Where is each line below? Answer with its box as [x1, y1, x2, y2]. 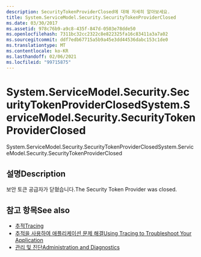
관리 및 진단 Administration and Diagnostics [14, 244, 120, 251]
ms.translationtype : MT [6, 43, 66, 49]
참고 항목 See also [6, 205, 70, 215]
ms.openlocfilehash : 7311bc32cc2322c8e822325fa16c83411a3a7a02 [6, 31, 169, 37]
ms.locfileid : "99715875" [6, 59, 71, 65]
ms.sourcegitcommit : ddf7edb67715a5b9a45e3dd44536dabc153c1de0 [6, 37, 169, 43]
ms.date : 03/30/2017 [6, 20, 58, 26]
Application [14, 237, 44, 244]
